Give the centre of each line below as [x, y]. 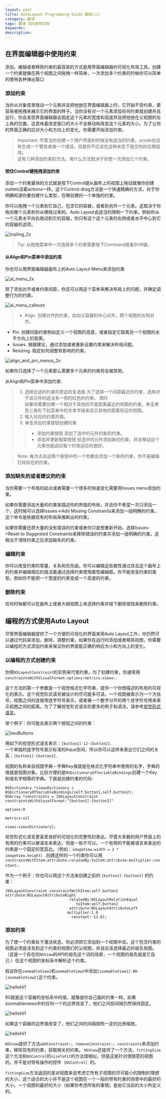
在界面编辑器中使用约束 [41, 54]
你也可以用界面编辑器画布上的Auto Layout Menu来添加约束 [65, 269]
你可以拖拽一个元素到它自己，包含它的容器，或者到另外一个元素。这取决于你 [83, 206]
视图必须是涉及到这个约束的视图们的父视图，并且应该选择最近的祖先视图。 [81, 948]
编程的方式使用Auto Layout [47, 621]
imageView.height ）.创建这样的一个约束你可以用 [54, 855]
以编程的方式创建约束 [30, 660]
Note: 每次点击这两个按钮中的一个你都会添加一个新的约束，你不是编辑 [88, 456]
